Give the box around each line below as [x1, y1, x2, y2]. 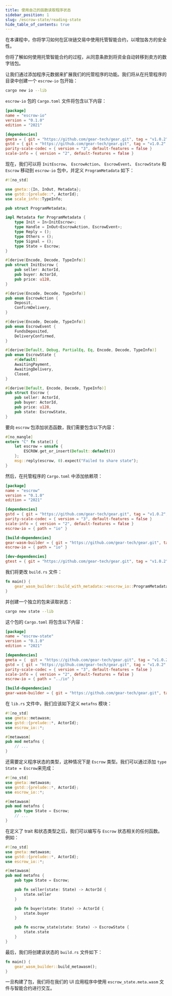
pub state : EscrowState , [14, 409, 68, 414]
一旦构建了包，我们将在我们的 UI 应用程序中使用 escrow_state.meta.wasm [5, 979, 159, 985]
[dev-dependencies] [5, 554, 47, 559]
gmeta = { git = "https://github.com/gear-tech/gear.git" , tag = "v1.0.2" [5, 137, 168, 142]
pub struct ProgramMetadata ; [5, 206, 68, 211]
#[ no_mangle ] [5, 434, 33, 439]
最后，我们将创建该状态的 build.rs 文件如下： [5, 949, 103, 955]
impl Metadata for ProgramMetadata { [5, 215, 86, 220]
